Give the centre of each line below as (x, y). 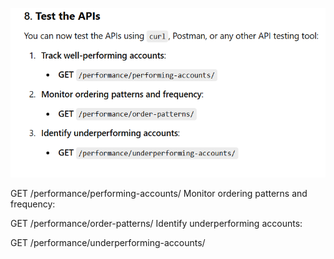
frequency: (33, 204)
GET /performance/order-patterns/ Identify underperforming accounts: (156, 224)
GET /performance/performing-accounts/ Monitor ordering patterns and (159, 194)
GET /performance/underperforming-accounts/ (108, 243)
